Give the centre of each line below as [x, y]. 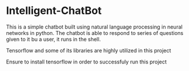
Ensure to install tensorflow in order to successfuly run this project [87, 62]
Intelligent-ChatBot [54, 11]
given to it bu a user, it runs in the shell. [53, 39]
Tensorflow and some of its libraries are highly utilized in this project [89, 50]
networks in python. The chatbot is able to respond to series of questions [95, 33]
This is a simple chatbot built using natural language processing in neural [95, 27]
